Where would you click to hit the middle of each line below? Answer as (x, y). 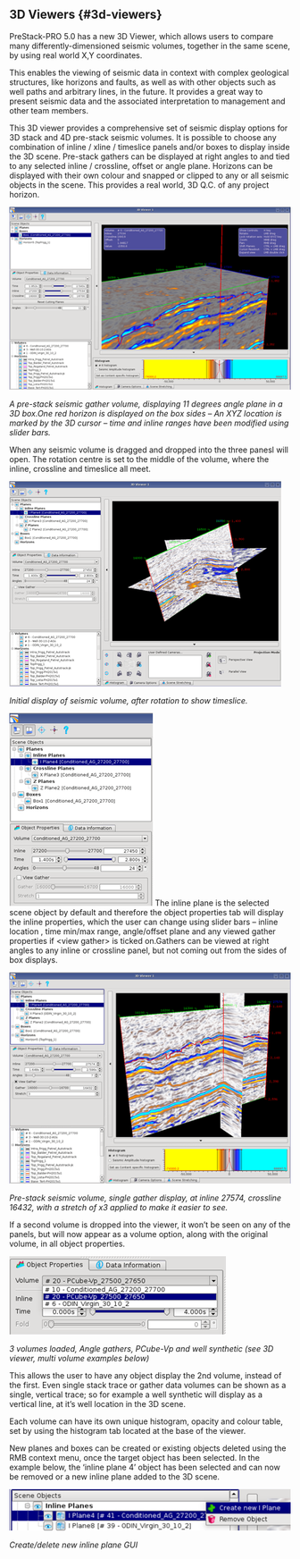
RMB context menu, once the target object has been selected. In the (135, 1458)
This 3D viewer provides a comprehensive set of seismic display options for (149, 128)
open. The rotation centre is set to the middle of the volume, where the (139, 459)
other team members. (49, 110)
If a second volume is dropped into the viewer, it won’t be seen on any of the (150, 1225)
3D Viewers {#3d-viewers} (86, 15)
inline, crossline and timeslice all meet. (80, 469)
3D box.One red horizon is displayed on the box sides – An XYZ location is (146, 414)
